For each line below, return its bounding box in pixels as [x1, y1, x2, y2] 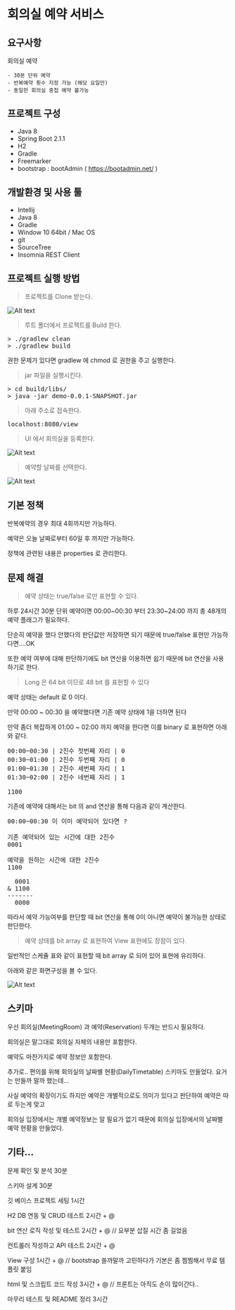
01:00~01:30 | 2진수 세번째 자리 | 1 [7, 765, 125, 772]
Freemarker [17, 156, 51, 165]
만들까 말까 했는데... [14, 1076, 69, 1084]
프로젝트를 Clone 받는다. [24, 293, 93, 301]
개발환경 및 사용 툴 [7, 186, 82, 198]
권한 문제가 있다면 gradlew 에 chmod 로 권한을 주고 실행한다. [7, 356, 176, 364]
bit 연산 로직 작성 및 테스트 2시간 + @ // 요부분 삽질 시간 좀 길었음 [7, 1226, 188, 1235]
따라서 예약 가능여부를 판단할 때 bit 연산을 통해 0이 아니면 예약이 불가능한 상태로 [7, 912, 227, 922]
